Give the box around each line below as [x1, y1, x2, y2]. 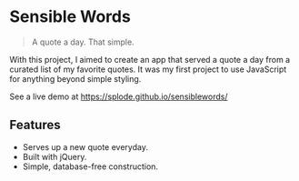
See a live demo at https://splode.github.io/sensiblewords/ [9, 91, 228, 102]
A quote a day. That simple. [31, 36, 135, 47]
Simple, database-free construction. [22, 161, 159, 172]
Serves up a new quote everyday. [22, 141, 148, 152]
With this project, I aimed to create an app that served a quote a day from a [9, 54, 291, 65]
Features [9, 117, 61, 133]
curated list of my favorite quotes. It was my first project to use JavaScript [9, 64, 287, 75]
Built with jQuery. [22, 151, 87, 162]
